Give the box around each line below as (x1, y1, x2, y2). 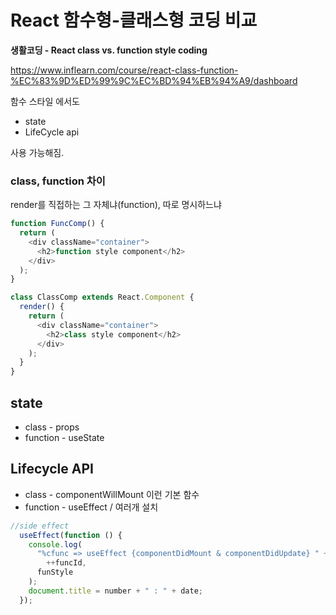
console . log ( (28, 539, 83, 550)
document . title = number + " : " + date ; (28, 586, 203, 596)
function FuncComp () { (10, 219, 105, 229)
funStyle (36, 567, 74, 578)
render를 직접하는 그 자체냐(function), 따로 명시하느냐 (10, 199, 222, 211)
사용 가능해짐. (10, 146, 65, 158)
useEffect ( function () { (19, 530, 123, 540)
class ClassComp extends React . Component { (10, 292, 195, 303)
